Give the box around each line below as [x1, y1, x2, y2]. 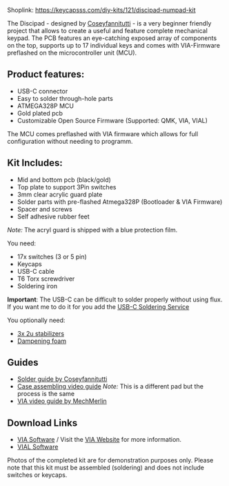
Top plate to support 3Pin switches [17, 183, 117, 191]
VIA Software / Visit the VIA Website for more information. [17, 436, 181, 444]
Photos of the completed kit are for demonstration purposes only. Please [7, 456, 214, 465]
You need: [7, 239, 37, 247]
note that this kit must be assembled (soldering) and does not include [7, 463, 205, 472]
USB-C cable [17, 267, 55, 275]
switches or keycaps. [7, 471, 68, 479]
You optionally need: [7, 316, 66, 324]
